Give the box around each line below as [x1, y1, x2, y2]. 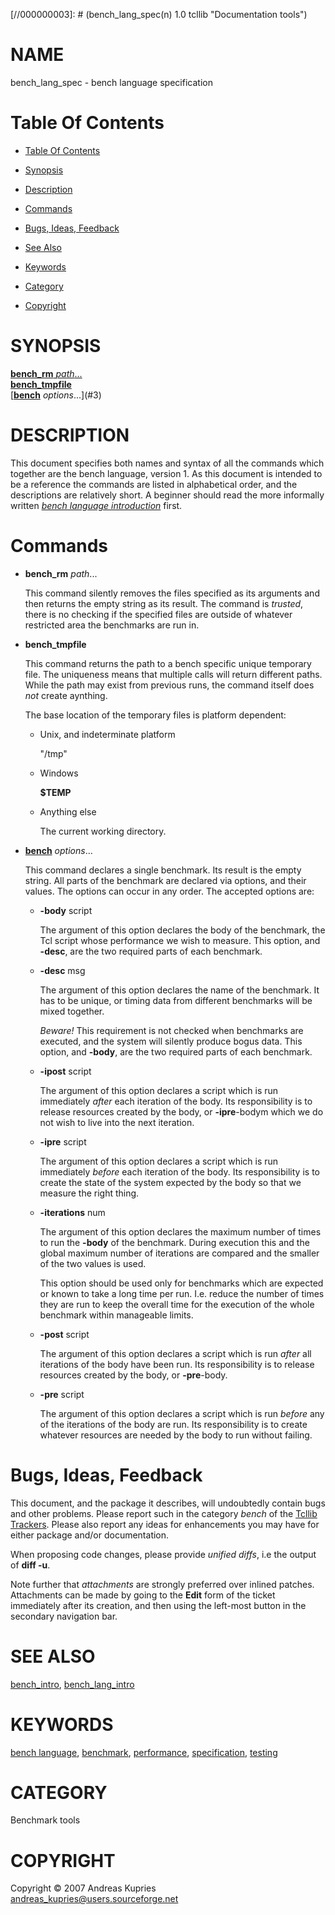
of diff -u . [10, 1559, 51, 1571]
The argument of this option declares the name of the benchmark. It [39, 984, 320, 996]
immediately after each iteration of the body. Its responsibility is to [39, 1095, 313, 1107]
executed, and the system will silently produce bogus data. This [39, 1035, 303, 1047]
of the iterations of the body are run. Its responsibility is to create [39, 1418, 308, 1430]
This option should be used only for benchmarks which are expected [39, 1277, 324, 1289]
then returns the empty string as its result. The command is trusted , [24, 597, 304, 609]
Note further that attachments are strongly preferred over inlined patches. [10, 1578, 315, 1590]
